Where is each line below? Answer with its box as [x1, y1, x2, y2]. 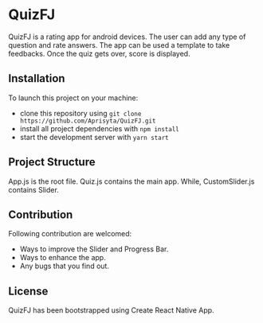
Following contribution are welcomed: [8, 229, 132, 239]
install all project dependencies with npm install [19, 123, 179, 133]
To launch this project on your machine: [8, 93, 139, 103]
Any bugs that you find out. [19, 261, 110, 271]
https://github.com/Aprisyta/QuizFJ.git [19, 117, 156, 125]
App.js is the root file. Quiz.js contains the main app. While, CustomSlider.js [8, 177, 255, 186]
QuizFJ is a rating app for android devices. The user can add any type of [8, 32, 246, 41]
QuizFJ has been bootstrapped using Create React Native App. [8, 305, 214, 315]
